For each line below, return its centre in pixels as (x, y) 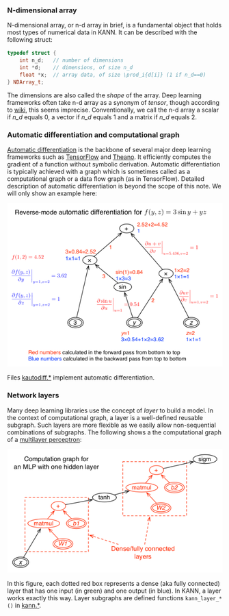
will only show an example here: (52, 193)
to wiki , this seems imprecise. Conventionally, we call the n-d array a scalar (113, 110)
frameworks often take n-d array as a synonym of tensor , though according (113, 102)
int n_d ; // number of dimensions (72, 60)
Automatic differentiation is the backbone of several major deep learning (109, 149)
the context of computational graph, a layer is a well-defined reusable (105, 417)
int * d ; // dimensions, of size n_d (76, 68)
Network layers (33, 395)
